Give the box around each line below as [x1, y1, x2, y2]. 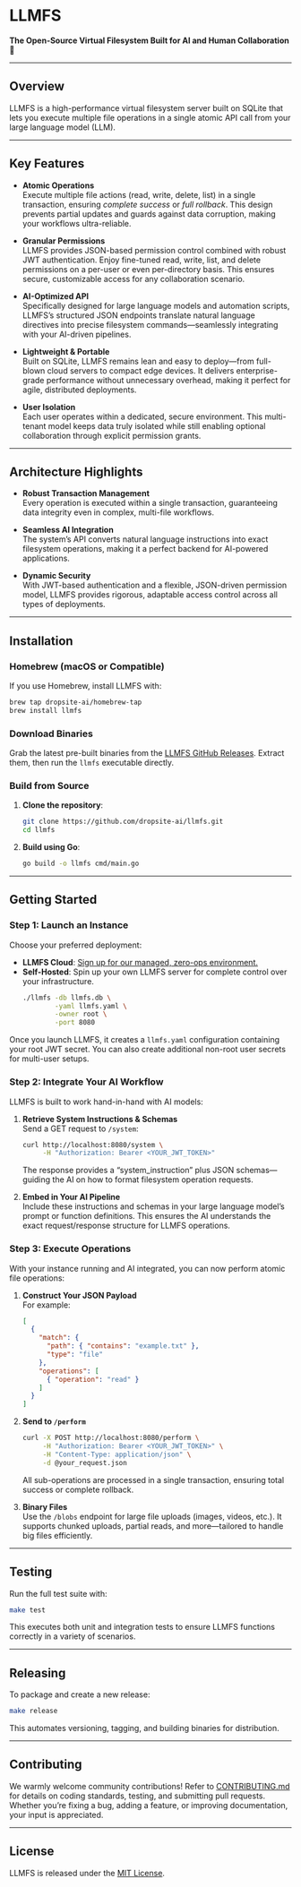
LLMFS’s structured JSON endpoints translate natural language [21, 310, 255, 321]
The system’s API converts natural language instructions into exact [21, 534, 269, 545]
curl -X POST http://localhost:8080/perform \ [21, 1434, 200, 1443]
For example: [21, 1299, 71, 1310]
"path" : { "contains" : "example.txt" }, [46, 1342, 200, 1351]
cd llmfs [21, 826, 56, 835]
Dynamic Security [21, 570, 91, 581]
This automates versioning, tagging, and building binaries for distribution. [9, 1723, 279, 1734]
